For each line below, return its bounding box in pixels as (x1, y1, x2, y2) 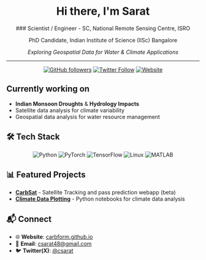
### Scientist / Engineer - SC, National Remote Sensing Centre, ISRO (15, 25, 191, 32)
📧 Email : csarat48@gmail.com (15, 240, 92, 248)
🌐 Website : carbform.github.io (15, 233, 93, 240)
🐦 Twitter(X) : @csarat (15, 247, 74, 254)
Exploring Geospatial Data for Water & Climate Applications (27, 48, 179, 56)
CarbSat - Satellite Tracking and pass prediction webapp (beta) (15, 189, 176, 196)
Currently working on (6, 84, 90, 94)
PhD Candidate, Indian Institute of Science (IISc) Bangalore (28, 36, 178, 44)
